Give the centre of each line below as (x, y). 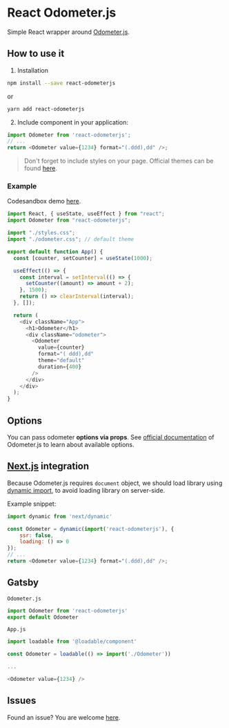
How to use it (36, 54)
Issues (22, 701)
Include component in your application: (73, 122)
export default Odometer (43, 617)
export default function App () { (55, 252)
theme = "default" (61, 361)
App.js (17, 630)
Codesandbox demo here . (44, 201)
